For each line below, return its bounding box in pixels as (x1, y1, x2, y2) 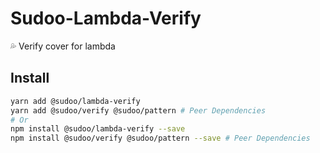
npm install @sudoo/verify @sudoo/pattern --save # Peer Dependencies (10, 133, 311, 144)
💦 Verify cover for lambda (10, 40, 116, 52)
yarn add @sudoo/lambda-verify (10, 96, 141, 106)
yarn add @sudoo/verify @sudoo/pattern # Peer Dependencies (10, 105, 267, 116)
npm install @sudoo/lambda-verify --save (10, 124, 186, 134)
